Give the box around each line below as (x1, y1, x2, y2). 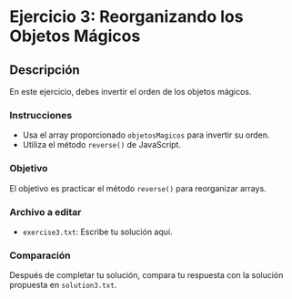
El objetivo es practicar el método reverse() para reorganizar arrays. (9, 182, 267, 193)
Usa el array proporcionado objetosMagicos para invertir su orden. (22, 129, 270, 140)
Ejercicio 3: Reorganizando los (9, 6, 244, 27)
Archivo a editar (9, 205, 82, 218)
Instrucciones (9, 108, 73, 121)
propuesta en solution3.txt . (9, 280, 117, 291)
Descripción (9, 62, 80, 77)
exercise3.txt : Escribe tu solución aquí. (22, 226, 173, 237)
